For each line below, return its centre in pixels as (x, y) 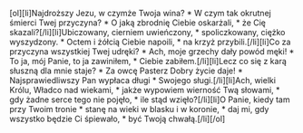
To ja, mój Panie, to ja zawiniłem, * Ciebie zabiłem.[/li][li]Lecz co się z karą (148, 61)
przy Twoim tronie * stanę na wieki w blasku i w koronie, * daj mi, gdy (139, 109)
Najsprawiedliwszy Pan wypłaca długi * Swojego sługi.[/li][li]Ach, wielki (143, 80)
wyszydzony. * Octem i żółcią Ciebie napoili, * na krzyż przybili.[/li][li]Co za (150, 42)
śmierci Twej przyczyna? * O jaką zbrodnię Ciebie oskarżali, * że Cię (137, 23)
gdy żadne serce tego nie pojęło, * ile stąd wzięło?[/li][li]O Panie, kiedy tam (150, 100)
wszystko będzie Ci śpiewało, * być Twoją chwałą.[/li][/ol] (117, 119)
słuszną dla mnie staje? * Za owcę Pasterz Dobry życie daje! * (126, 71)
